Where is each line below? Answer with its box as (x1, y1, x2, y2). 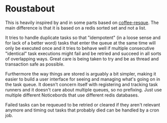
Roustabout (5, 3, 55, 14)
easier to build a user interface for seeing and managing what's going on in (5, 76, 160, 82)
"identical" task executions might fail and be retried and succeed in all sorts (5, 50, 161, 56)
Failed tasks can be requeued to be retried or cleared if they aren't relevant (5, 101, 160, 107)
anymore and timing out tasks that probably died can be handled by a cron (5, 107, 159, 113)
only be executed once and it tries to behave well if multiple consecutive (5, 45, 154, 51)
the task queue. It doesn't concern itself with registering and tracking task (5, 81, 158, 87)
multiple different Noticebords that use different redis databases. (5, 92, 139, 98)
